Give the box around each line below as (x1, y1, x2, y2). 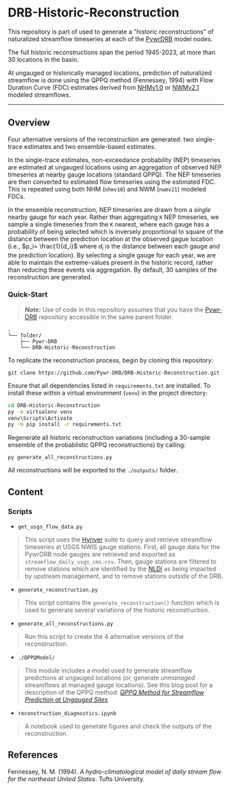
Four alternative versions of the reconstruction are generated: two (8, 135, 195, 143)
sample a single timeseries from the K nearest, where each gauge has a (8, 220, 210, 228)
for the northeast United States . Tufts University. (8, 774, 145, 783)
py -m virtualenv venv (8, 408, 73, 415)
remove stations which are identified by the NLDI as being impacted (24, 565, 217, 573)
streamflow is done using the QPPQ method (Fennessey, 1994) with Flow (8, 75, 214, 84)
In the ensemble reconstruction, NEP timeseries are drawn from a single (8, 205, 211, 213)
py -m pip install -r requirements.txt (8, 421, 122, 428)
